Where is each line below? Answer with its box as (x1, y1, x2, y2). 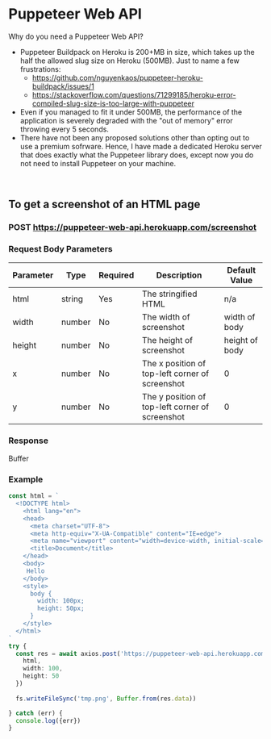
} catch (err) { (8, 709, 63, 717)
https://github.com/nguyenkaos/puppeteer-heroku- (31, 73, 203, 82)
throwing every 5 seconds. (19, 124, 109, 134)
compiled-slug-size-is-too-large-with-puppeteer (31, 98, 195, 108)
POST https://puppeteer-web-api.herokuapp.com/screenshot (8, 222, 256, 233)
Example (8, 474, 44, 485)
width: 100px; (37, 597, 85, 605)
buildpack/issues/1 (31, 81, 94, 91)
